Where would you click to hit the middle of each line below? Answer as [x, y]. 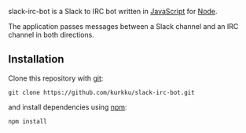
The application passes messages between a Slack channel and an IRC [123, 26]
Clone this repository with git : [56, 78]
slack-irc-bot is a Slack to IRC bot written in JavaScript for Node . [113, 11]
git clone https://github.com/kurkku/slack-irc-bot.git [101, 92]
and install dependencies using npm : [68, 107]
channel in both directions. [51, 35]
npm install [28, 121]
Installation [36, 59]
